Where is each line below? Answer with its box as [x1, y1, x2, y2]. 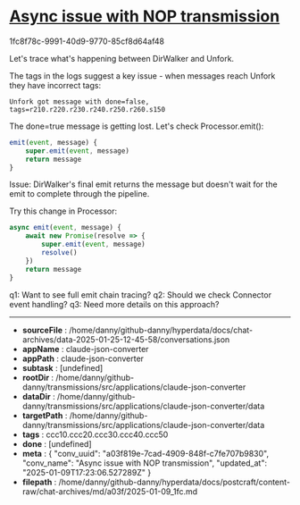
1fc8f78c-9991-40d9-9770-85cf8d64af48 [9, 36, 165, 46]
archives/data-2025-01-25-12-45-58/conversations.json [21, 333, 230, 345]
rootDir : [21, 372, 54, 383]
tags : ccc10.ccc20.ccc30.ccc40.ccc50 [21, 429, 169, 440]
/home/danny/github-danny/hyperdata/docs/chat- [68, 324, 254, 335]
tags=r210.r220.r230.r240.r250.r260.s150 [9, 105, 166, 114]
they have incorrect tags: [9, 80, 101, 90]
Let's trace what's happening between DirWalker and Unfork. [9, 53, 235, 63]
